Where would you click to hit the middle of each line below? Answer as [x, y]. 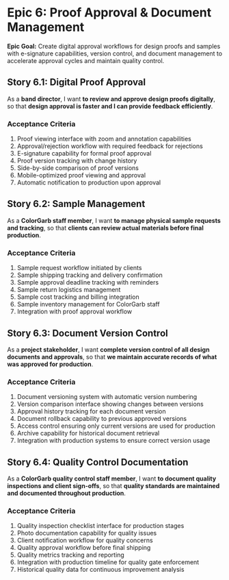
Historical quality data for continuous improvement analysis [100, 570]
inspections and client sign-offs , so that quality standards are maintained [113, 486]
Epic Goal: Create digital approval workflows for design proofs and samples [114, 46]
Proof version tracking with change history [77, 161]
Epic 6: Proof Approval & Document [109, 13]
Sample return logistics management [69, 290]
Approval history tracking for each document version [91, 411]
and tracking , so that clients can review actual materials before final [105, 228]
